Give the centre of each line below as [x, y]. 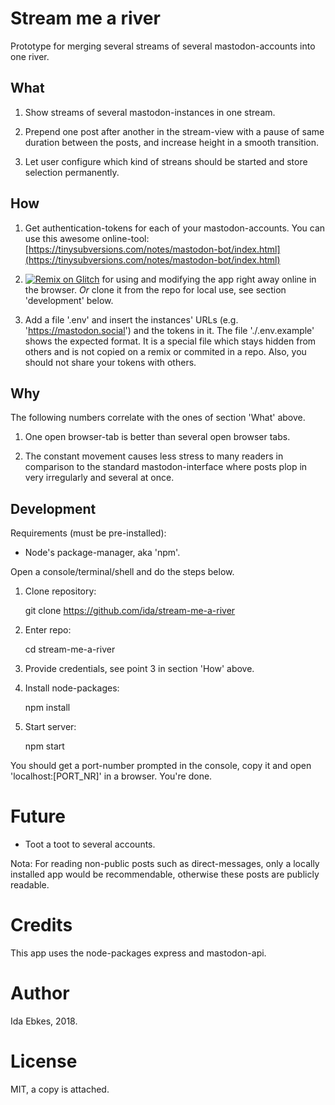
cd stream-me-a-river [70, 649]
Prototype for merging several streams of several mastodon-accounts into [163, 46]
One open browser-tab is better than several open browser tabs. [157, 437]
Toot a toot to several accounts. [90, 844]
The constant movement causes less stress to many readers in [154, 456]
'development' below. [69, 300]
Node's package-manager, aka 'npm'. [102, 553]
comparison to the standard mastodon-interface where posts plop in [166, 467]
